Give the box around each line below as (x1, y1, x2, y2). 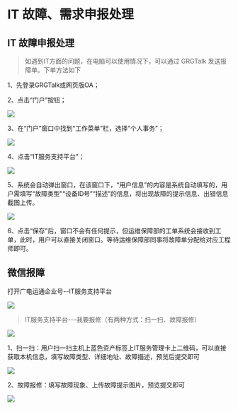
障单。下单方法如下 (24, 66, 81, 74)
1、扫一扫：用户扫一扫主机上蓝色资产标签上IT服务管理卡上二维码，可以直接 (7, 344, 227, 352)
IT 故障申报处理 (7, 37, 74, 49)
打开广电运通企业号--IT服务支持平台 (7, 287, 112, 295)
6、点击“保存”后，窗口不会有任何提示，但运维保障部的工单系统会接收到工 (7, 227, 222, 235)
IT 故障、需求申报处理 (7, 6, 135, 23)
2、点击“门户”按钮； (7, 96, 67, 104)
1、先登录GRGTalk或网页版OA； (7, 81, 101, 89)
